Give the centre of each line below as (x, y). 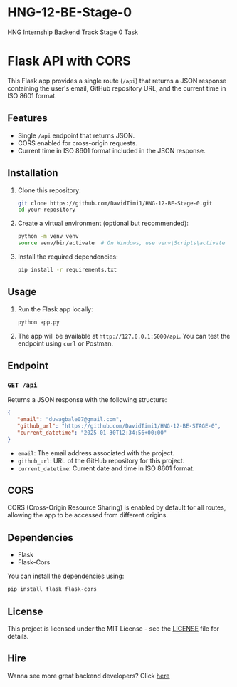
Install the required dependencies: (68, 257)
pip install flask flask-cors (52, 589)
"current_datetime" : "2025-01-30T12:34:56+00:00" (92, 433)
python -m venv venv (48, 237)
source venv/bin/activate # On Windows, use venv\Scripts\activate (121, 243)
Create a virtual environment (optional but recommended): (103, 223)
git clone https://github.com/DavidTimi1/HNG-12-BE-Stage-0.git (115, 203)
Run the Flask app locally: (56, 309)
